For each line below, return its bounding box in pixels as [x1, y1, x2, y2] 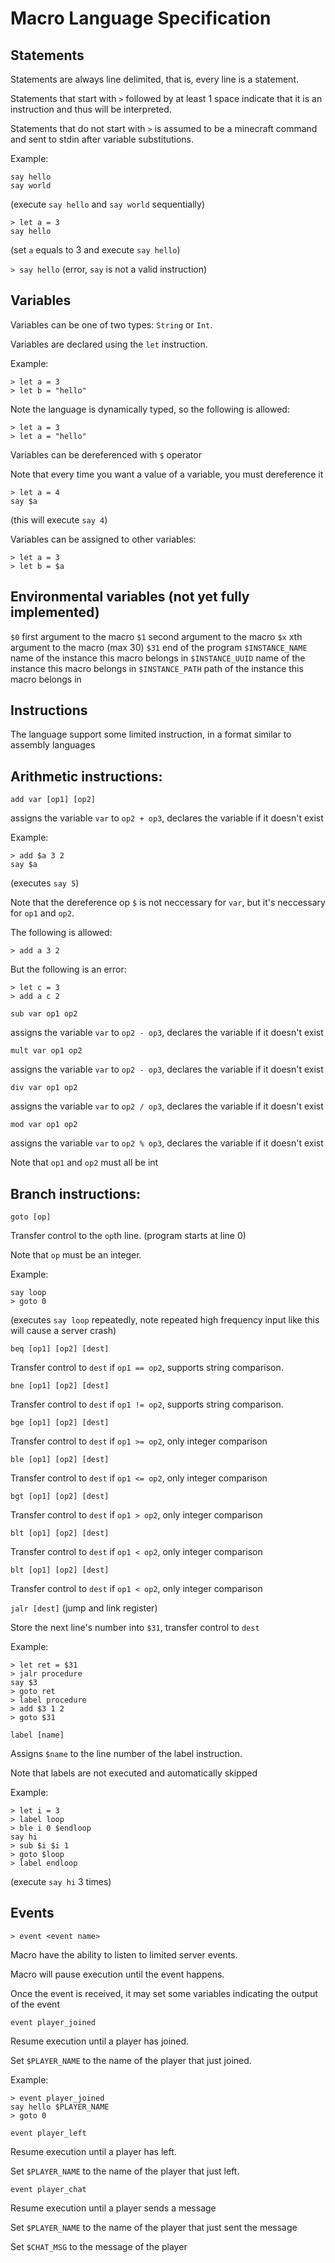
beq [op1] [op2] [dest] [10, 1344, 110, 1354]
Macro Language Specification [10, 7, 272, 30]
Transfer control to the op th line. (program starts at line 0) [10, 1230, 247, 1242]
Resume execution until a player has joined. [10, 2035, 190, 2047]
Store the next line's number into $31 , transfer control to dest [10, 1622, 260, 1634]
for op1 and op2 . [10, 907, 75, 919]
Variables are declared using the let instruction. [10, 338, 208, 350]
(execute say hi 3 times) [10, 1876, 112, 1888]
